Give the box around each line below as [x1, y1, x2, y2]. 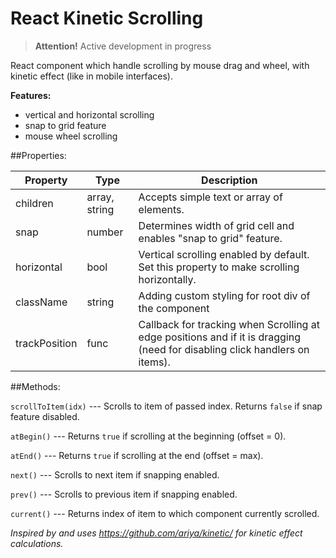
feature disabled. [10, 410, 80, 422]
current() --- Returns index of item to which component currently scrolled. [10, 507, 320, 519]
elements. [138, 202, 185, 216]
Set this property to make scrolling [138, 260, 300, 274]
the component [138, 301, 210, 315]
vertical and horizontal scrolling [24, 108, 155, 121]
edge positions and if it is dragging [138, 330, 301, 344]
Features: [10, 89, 52, 101]
